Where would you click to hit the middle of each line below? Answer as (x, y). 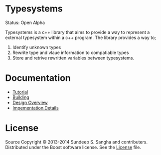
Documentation (38, 78)
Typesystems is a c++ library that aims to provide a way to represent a (78, 32)
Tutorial (20, 92)
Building (21, 97)
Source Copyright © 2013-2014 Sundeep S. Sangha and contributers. (77, 142)
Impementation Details (35, 107)
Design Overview (30, 102)
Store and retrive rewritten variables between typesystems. (73, 57)
